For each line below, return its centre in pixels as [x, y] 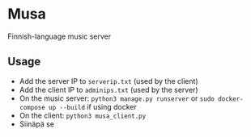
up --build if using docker [93, 106]
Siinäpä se [36, 124]
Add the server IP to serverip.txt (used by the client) [109, 81]
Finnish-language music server [59, 36]
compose [32, 107]
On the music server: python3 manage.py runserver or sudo [117, 98]
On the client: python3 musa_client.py [83, 115]
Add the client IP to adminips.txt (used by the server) [109, 89]
